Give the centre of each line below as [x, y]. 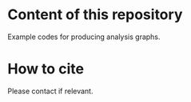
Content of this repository [95, 15]
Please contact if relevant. [50, 91]
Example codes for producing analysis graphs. [84, 37]
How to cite [46, 69]
